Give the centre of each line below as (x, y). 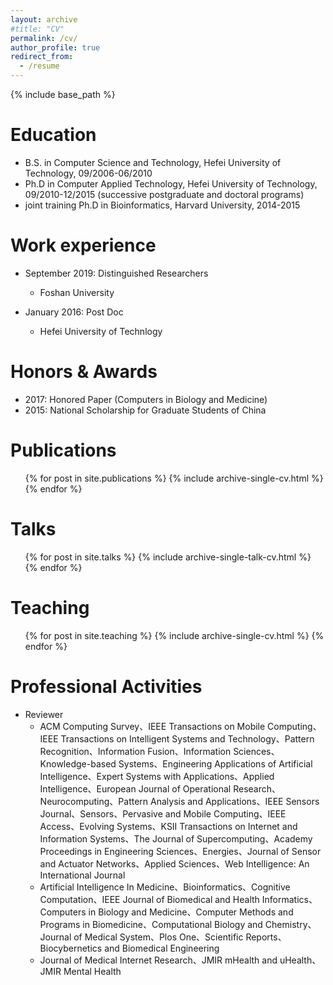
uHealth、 (300, 960)
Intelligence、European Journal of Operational (135, 788)
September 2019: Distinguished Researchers (116, 273)
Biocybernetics (71, 948)
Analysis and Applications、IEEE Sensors (235, 801)
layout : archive (44, 19)
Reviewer (44, 714)
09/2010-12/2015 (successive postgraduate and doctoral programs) (164, 194)
